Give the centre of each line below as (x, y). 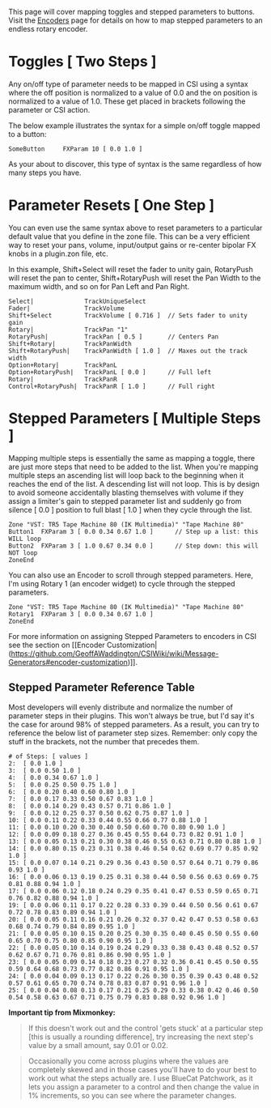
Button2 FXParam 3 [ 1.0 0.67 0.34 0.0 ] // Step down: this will (133, 546)
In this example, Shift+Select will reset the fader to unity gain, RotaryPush (131, 269)
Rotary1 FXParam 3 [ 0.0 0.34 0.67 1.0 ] (81, 614)
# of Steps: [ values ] (49, 756)
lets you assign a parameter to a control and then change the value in (144, 1087)
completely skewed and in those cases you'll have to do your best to (142, 1069)
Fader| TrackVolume (67, 308)
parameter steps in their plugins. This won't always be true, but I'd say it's (131, 715)
